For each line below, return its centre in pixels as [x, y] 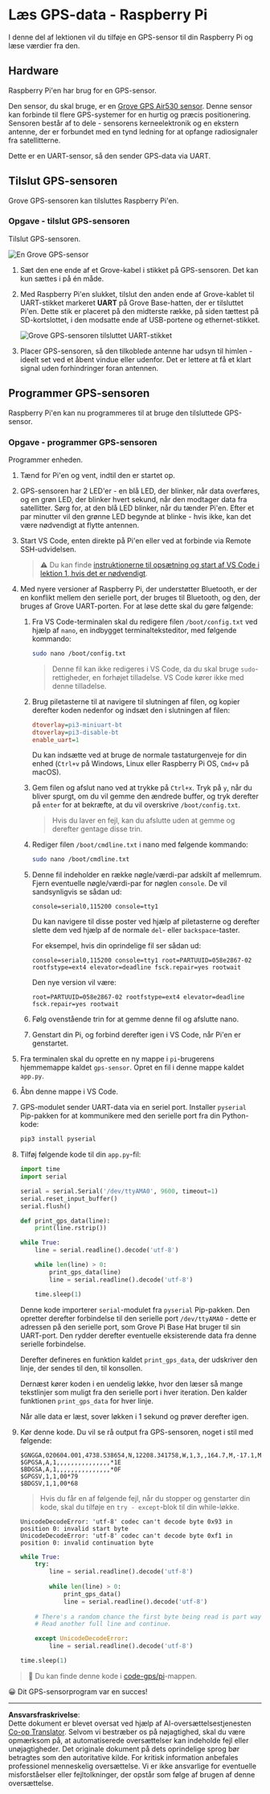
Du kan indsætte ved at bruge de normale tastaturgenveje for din [139, 755]
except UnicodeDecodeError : [82, 1639]
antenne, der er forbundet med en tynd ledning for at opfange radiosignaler [133, 131]
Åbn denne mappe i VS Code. [69, 1091]
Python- [235, 1116]
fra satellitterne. [35, 140]
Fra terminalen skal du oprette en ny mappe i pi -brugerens [117, 1059]
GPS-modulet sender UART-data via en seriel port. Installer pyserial [133, 1107]
